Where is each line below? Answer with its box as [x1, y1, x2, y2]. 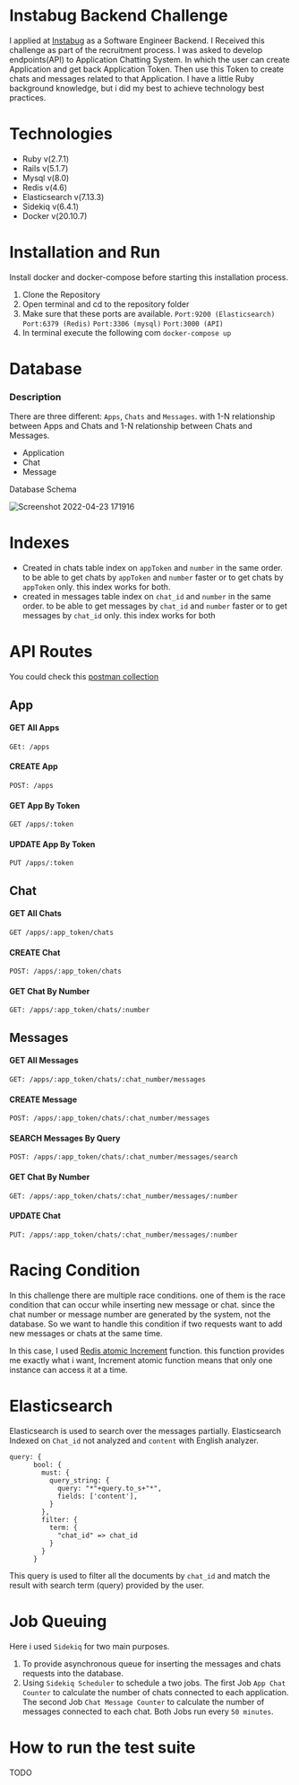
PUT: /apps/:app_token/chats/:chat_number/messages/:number [9, 1230, 239, 1239]
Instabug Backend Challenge [9, 5, 228, 26]
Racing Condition [9, 1260, 141, 1280]
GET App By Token [9, 800, 81, 810]
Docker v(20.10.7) [21, 210, 88, 221]
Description [9, 390, 62, 403]
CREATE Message [9, 1094, 78, 1105]
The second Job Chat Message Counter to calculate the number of [21, 1696, 265, 1707]
